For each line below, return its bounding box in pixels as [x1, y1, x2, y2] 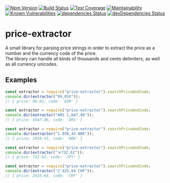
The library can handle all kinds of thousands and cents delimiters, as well [5, 55, 160, 62]
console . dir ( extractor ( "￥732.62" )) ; [5, 150, 85, 155]
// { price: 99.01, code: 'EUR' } [5, 99, 79, 104]
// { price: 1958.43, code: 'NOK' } [5, 136, 83, 141]
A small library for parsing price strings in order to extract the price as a [5, 45, 155, 51]
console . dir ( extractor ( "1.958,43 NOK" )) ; [5, 131, 94, 136]
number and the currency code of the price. [5, 50, 97, 56]
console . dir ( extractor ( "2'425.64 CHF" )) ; [5, 168, 94, 174]
